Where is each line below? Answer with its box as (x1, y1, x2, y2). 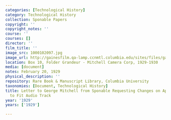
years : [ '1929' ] (5, 103, 40, 108)
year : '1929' (5, 98, 33, 103)
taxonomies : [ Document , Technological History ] (5, 83, 108, 88)
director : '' (5, 41, 33, 46)
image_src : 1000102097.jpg (5, 50, 63, 55)
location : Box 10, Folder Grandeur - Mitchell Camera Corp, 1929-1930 (5, 60, 158, 65)
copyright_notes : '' (5, 27, 49, 32)
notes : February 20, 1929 (5, 69, 60, 75)
